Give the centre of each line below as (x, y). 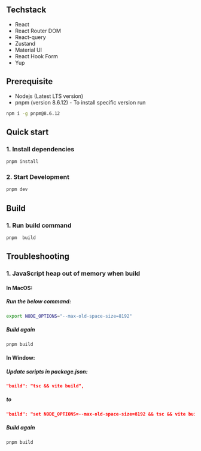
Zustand (25, 43)
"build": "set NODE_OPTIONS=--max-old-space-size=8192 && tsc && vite (96, 414)
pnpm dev (17, 189)
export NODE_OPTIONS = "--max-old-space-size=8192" (69, 316)
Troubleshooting (38, 257)
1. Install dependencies (40, 149)
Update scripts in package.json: (47, 371)
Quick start (28, 132)
